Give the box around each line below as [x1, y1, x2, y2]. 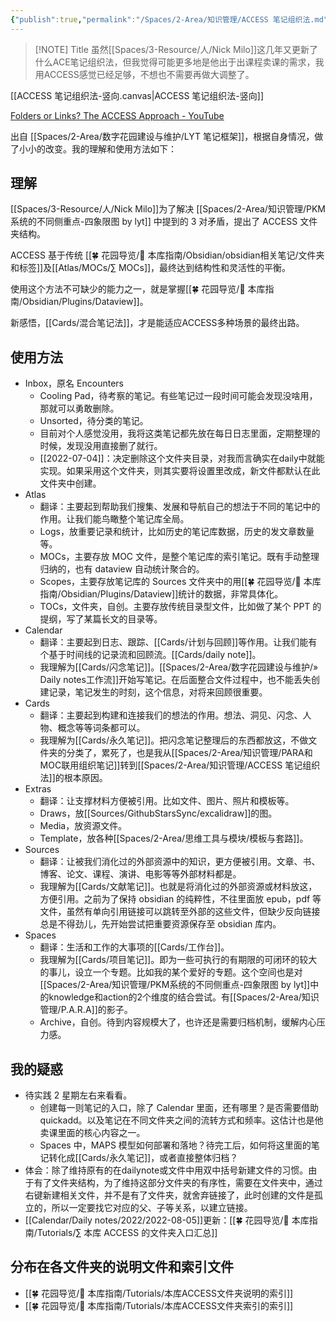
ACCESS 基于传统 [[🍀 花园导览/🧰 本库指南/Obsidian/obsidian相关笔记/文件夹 [10, 249, 325, 261]
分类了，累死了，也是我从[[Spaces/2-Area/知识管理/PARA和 [66, 747, 313, 759]
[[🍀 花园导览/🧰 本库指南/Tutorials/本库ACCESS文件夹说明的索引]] [24, 1287, 294, 1299]
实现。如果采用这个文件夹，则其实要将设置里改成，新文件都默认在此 [39, 465, 321, 477]
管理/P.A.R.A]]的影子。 [39, 1004, 133, 1016]
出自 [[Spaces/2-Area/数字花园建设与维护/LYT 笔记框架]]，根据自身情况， [10, 130, 315, 142]
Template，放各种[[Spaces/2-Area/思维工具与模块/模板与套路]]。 [39, 832, 309, 845]
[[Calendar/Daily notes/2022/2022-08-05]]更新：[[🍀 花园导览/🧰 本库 [24, 1214, 310, 1226]
